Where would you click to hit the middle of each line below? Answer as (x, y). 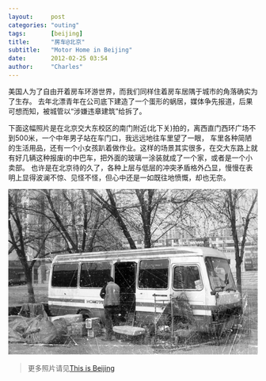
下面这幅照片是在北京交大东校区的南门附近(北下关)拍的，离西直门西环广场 (129, 128)
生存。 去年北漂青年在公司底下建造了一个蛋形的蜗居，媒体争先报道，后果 (134, 101)
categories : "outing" (44, 25)
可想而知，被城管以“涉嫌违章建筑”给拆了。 (77, 111)
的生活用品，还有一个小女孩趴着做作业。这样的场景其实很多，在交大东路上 (129, 147)
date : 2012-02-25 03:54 (58, 59)
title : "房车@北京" (47, 42)
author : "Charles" (46, 67)
